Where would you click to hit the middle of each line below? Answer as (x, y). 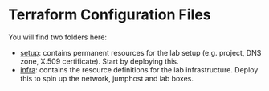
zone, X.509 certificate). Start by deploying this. (99, 61)
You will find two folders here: (57, 37)
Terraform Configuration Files (110, 15)
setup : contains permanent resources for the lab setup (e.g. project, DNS (141, 52)
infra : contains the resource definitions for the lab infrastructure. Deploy (139, 69)
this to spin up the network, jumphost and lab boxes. (107, 78)
